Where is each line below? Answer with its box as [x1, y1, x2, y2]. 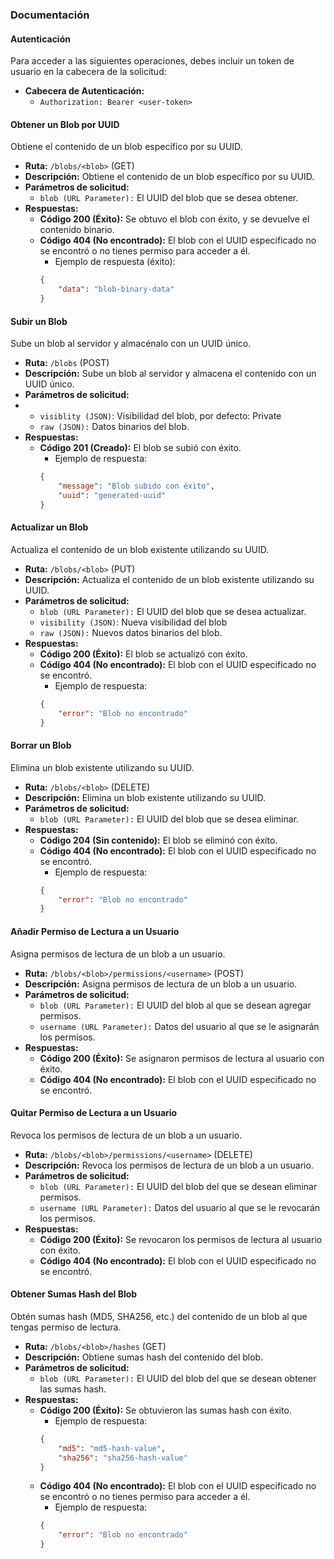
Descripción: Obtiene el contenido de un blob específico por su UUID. [24, 171, 315, 183]
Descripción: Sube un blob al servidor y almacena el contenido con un [24, 368, 317, 380]
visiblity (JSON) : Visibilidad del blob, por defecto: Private [39, 410, 282, 422]
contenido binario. [39, 224, 115, 236]
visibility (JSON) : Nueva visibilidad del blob [39, 616, 228, 628]
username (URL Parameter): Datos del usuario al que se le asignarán [39, 1020, 320, 1032]
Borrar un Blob [10, 739, 72, 752]
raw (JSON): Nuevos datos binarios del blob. [39, 626, 223, 638]
